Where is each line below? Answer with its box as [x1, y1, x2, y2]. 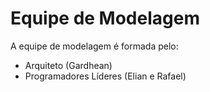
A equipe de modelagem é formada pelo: [10, 40, 179, 52]
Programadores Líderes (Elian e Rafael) [24, 70, 187, 82]
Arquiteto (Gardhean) [24, 59, 113, 71]
